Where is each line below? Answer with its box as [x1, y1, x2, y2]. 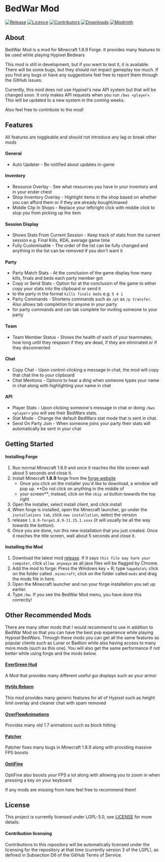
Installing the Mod [5, 544, 43, 550]
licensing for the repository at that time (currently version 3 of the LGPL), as [5, 847, 159, 853]
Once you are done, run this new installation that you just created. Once [12, 528, 158, 533]
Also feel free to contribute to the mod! [5, 106, 84, 112]
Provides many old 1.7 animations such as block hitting [5, 722, 116, 728]
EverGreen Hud [5, 662, 37, 667]
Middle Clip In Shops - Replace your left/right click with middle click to [12, 204, 155, 210]
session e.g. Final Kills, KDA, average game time [12, 237, 110, 243]
